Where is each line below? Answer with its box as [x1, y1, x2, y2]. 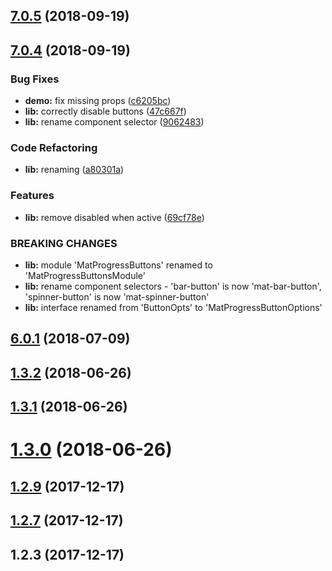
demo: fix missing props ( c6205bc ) [24, 95, 172, 107]
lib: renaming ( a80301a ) [24, 164, 125, 176]
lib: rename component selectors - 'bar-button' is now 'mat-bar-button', [24, 280, 322, 292]
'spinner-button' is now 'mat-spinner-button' [24, 290, 210, 303]
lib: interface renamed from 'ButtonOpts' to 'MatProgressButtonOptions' [24, 301, 323, 313]
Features [10, 189, 55, 203]
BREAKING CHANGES [10, 236, 118, 250]
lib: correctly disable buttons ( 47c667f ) [24, 105, 187, 118]
